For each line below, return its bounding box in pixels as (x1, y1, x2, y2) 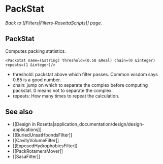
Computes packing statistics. (5, 48, 66, 54)
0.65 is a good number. (12, 77, 61, 83)
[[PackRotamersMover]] (12, 148, 63, 154)
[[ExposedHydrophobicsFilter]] (12, 143, 78, 149)
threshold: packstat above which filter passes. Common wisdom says (12, 71, 158, 77)
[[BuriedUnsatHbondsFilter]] (12, 132, 73, 138)
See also (5, 108, 33, 116)
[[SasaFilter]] (12, 153, 41, 159)
